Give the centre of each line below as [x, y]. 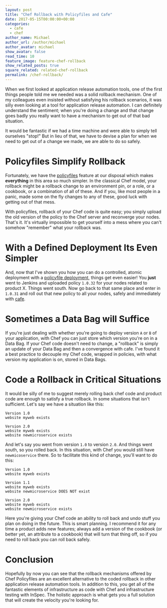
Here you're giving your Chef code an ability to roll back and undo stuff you [83, 518]
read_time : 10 [20, 56]
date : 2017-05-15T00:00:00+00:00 [40, 19]
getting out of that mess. [30, 202]
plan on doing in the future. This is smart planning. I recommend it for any [81, 523]
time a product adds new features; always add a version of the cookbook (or [84, 528]
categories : [17, 24]
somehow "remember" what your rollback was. [54, 227]
